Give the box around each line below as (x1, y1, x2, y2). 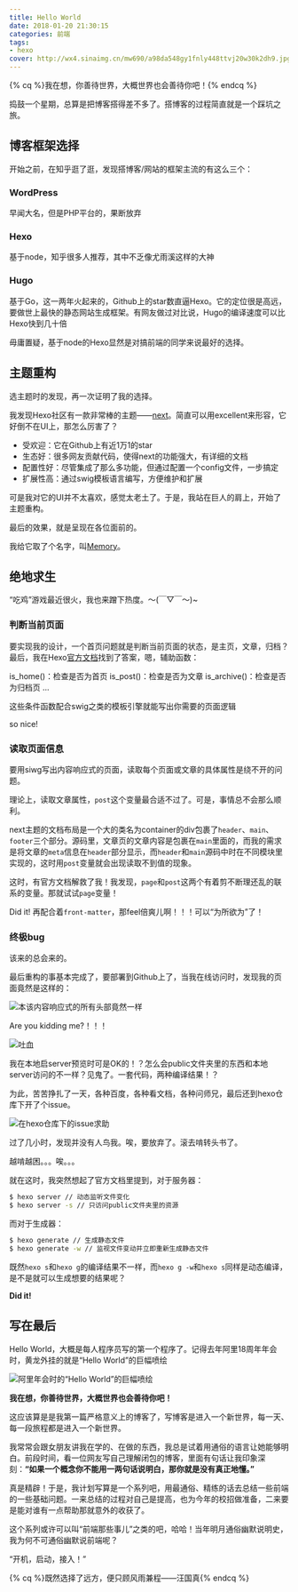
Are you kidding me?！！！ (9, 1020, 108, 1031)
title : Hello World (9, 12, 82, 22)
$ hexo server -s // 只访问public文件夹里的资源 (9, 1201, 179, 1210)
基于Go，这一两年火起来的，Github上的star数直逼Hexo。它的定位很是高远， (9, 295, 286, 307)
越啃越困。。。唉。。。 (9, 1156, 80, 1167)
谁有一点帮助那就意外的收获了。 (32, 1504, 149, 1516)
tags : (9, 37, 29, 47)
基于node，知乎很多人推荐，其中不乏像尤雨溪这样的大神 (9, 252, 215, 262)
